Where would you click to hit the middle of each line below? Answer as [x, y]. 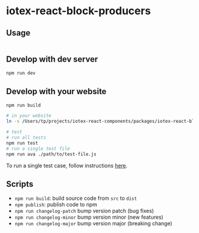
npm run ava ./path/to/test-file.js [51, 154]
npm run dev [21, 73]
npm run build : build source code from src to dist [76, 198]
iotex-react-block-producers [78, 11]
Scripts [20, 184]
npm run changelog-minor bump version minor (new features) [89, 217]
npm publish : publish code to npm [56, 205]
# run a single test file [38, 149]
